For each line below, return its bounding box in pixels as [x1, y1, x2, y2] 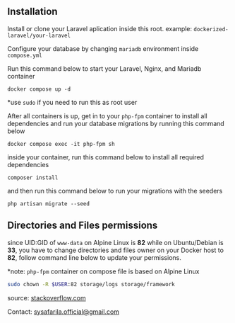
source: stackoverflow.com [7, 293, 86, 302]
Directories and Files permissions [7, 220, 158, 232]
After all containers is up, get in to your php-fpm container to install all [7, 111, 207, 120]
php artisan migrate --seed [7, 200, 90, 208]
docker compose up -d [7, 85, 71, 93]
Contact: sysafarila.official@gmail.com [7, 307, 120, 316]
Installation [7, 6, 58, 18]
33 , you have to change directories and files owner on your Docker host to [7, 246, 224, 254]
